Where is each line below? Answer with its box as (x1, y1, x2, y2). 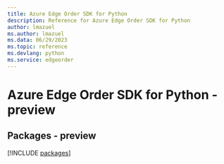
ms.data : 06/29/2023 (7, 37, 68, 44)
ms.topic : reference (7, 43, 68, 50)
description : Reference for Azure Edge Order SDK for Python (7, 17, 191, 24)
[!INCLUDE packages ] (7, 148, 71, 157)
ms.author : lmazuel (7, 30, 65, 37)
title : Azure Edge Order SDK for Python (7, 10, 128, 18)
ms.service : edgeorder (7, 57, 74, 64)
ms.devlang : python (7, 50, 65, 57)
